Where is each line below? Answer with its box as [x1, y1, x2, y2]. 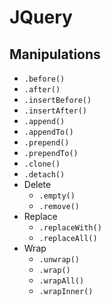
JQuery [9, 6, 73, 29]
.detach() [23, 170, 66, 180]
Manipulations [9, 46, 101, 63]
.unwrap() [38, 255, 81, 265]
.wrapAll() [38, 276, 85, 286]
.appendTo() [23, 127, 74, 137]
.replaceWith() [38, 223, 102, 233]
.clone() [23, 159, 61, 169]
